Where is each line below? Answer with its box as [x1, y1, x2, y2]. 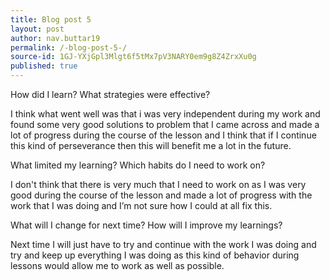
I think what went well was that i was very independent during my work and [10, 108, 321, 120]
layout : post [10, 24, 65, 34]
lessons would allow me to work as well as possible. [10, 260, 225, 271]
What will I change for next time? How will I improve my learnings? [10, 219, 283, 231]
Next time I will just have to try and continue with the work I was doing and [10, 239, 317, 250]
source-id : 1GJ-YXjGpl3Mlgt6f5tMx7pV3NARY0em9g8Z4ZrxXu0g [10, 52, 257, 62]
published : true [10, 61, 78, 71]
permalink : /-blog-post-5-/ [10, 42, 128, 53]
